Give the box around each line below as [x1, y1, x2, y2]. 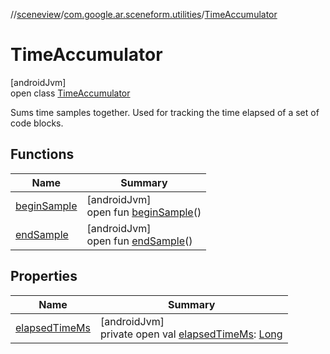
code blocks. [10, 117, 64, 129]
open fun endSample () [86, 234, 193, 248]
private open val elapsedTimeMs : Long [100, 327, 283, 341]
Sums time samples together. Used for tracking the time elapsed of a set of [10, 106, 320, 118]
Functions [10, 146, 75, 163]
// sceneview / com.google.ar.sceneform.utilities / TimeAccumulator [10, 9, 278, 20]
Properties [10, 268, 78, 285]
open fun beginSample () [86, 205, 202, 219]
